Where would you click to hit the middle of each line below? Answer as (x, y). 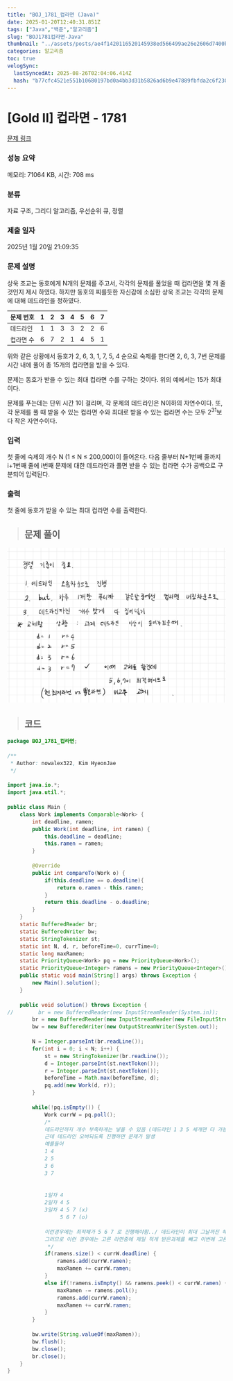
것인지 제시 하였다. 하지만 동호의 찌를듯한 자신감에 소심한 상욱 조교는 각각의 (109, 292)
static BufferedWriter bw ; (59, 931)
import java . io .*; (34, 785)
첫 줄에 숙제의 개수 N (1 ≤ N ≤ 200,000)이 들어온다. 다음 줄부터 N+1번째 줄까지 (114, 457)
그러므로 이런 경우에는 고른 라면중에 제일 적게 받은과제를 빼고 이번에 (129, 1239)
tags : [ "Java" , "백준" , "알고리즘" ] (53, 29)
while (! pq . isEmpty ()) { (66, 1107)
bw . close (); (50, 1349)
